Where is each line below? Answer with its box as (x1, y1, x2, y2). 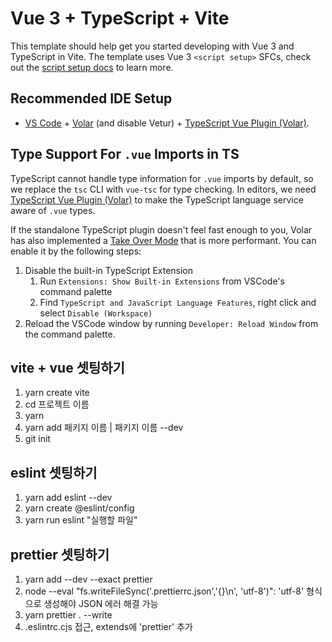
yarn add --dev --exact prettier (24, 573, 153, 585)
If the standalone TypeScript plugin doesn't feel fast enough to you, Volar (10, 223, 313, 236)
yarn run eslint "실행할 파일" (24, 514, 138, 526)
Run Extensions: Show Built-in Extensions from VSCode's (39, 275, 285, 287)
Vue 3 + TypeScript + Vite (10, 7, 230, 30)
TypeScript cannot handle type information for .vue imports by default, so (10, 172, 314, 184)
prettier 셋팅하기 (10, 546, 110, 563)
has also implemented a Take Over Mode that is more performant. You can (10, 234, 317, 246)
